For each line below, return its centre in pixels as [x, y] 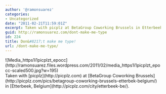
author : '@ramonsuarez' [30, 10]
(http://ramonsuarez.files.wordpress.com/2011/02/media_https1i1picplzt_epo [83, 65]
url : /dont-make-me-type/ [32, 46]
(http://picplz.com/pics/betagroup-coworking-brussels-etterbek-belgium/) [81, 81]
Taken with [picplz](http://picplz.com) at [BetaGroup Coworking [70, 75]
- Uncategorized [22, 19]
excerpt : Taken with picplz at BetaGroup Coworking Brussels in [73, 28]
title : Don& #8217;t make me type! [41, 42]
